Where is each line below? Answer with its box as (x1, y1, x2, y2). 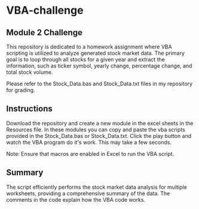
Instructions (6, 104, 53, 114)
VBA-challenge (6, 4, 84, 17)
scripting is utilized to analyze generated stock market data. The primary (6, 50, 185, 57)
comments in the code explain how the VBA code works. (6, 196, 146, 203)
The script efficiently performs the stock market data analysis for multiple (6, 183, 187, 190)
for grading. (6, 87, 35, 93)
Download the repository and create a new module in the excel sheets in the (6, 119, 194, 127)
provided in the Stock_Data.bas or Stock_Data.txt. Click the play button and (6, 132, 192, 139)
